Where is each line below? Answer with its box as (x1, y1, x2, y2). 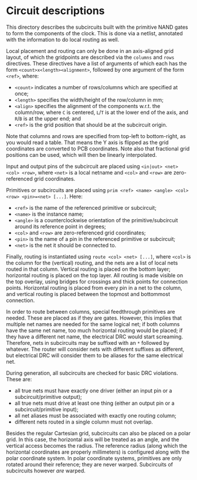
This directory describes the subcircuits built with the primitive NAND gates (6, 24, 189, 31)
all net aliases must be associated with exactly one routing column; (14, 412, 177, 419)
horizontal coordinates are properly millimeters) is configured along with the (6, 448, 190, 455)
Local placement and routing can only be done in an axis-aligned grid (6, 47, 174, 54)
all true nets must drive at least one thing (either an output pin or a (14, 400, 175, 407)
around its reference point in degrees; (14, 223, 107, 230)
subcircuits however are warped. (6, 467, 86, 474)
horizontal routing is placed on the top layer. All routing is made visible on (6, 271, 184, 278)
